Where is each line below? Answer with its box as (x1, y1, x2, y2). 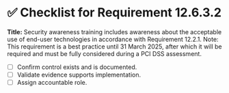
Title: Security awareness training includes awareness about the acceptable (7, 27, 222, 36)
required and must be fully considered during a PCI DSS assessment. (7, 49, 202, 57)
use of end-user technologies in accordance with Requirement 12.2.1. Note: (7, 35, 219, 43)
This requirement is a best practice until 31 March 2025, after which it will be (7, 42, 222, 51)
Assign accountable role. (16, 79, 87, 87)
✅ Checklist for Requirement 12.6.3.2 (7, 5, 222, 21)
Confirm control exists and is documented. (16, 63, 137, 71)
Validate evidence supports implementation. (16, 70, 142, 79)
